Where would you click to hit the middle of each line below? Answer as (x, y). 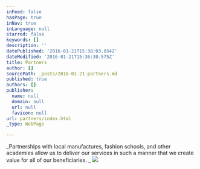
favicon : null (29, 113)
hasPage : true (24, 18)
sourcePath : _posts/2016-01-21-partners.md (62, 74)
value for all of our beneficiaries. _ (49, 160)
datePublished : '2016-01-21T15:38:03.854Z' (62, 51)
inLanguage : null (28, 29)
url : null (24, 107)
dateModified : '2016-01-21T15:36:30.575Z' (60, 57)
